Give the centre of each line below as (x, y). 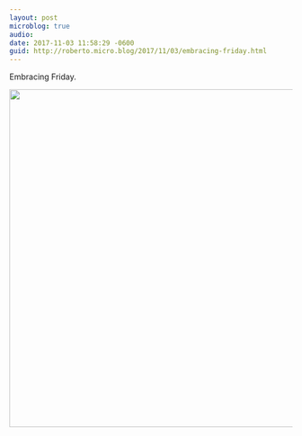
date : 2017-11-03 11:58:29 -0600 (72, 43)
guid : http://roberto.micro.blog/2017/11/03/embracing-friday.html (138, 51)
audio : (22, 34)
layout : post (34, 18)
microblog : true (40, 26)
